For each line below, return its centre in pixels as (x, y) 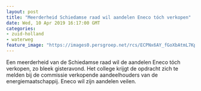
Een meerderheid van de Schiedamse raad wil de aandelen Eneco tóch (93, 62)
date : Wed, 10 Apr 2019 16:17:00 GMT (53, 23)
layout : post (22, 12)
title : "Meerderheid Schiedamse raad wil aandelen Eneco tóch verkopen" (99, 17)
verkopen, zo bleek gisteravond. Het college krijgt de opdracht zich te (92, 68)
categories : (21, 28)
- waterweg (20, 40)
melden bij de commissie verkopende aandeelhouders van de (82, 75)
